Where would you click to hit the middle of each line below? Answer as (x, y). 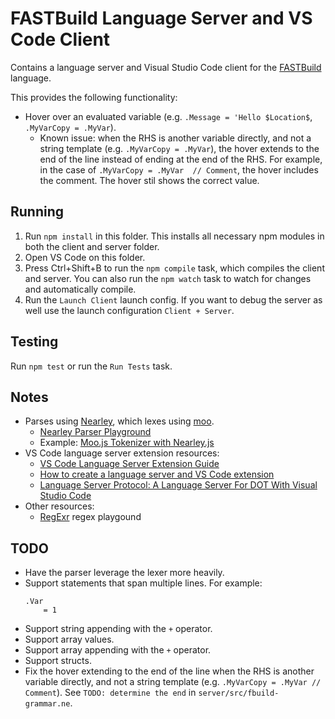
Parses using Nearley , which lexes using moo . (119, 421)
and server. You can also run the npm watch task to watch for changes (168, 278)
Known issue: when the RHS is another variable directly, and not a (175, 138)
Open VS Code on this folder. (85, 257)
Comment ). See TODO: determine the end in (110, 693)
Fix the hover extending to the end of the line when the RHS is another (169, 671)
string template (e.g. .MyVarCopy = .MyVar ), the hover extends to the (179, 148)
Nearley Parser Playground (95, 432)
